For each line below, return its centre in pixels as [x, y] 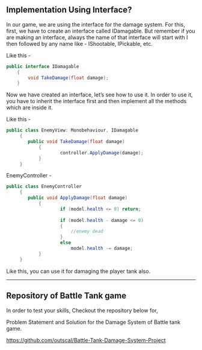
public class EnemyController [44, 186]
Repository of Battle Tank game [66, 296]
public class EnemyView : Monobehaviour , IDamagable [72, 130]
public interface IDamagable [43, 66]
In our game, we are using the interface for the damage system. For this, [96, 24]
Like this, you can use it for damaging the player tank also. [78, 271]
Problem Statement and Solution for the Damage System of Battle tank [93, 322]
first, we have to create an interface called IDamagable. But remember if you [101, 31]
